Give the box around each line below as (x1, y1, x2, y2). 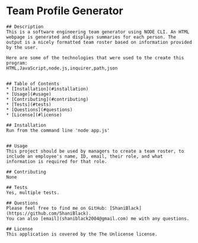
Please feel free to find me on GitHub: (6, 205, 108, 211)
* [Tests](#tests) (6, 101, 52, 107)
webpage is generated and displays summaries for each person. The (6, 34, 177, 40)
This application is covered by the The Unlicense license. (6, 231, 158, 237)
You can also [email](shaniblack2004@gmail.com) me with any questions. (6, 215, 190, 222)
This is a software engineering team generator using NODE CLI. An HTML (6, 28, 190, 35)
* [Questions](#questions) (6, 107, 73, 113)
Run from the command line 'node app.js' (6, 127, 110, 133)
